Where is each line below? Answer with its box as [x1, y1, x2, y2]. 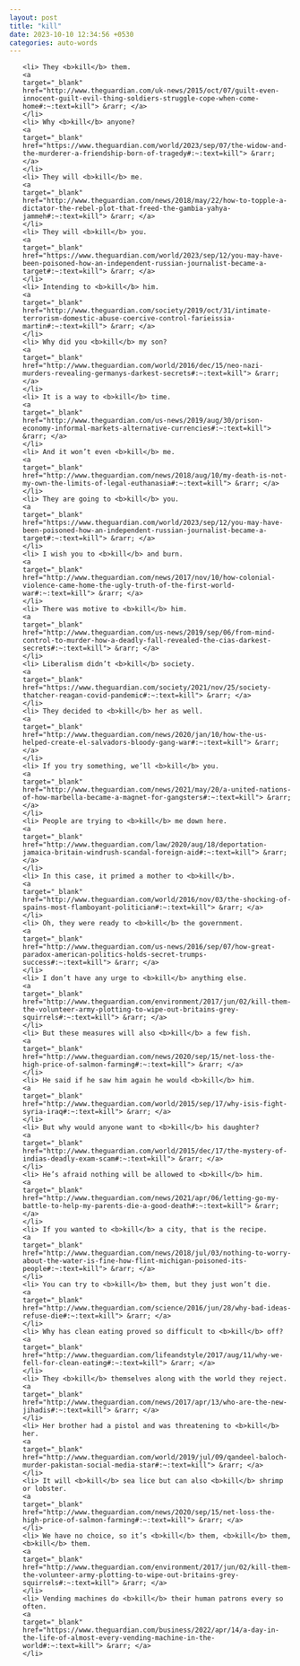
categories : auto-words [9, 38, 99, 48]
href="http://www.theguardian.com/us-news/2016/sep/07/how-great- [21, 943, 276, 951]
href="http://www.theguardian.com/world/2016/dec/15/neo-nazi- [21, 361, 264, 371]
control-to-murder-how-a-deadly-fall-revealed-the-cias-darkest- [21, 636, 271, 645]
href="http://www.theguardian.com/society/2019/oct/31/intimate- [21, 306, 271, 315]
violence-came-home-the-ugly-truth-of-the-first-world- [21, 581, 236, 591]
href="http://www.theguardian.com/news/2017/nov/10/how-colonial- [21, 574, 276, 583]
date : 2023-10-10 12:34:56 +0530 [9, 30, 134, 39]
